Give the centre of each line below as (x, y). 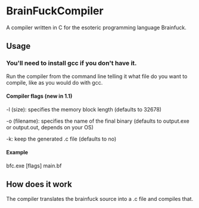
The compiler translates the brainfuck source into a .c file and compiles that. (100, 198)
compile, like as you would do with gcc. (55, 82)
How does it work (39, 184)
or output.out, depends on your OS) (50, 127)
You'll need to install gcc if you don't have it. (71, 63)
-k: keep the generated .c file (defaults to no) (61, 139)
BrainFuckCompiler (55, 11)
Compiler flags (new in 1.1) (39, 96)
